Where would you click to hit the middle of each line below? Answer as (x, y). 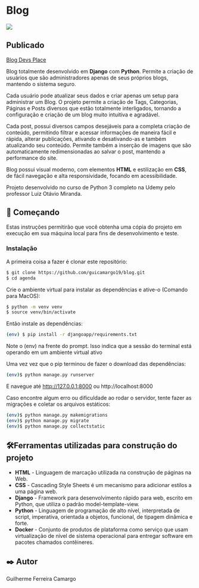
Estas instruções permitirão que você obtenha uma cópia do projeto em (94, 227)
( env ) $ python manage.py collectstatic (56, 426)
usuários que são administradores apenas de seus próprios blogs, (87, 78)
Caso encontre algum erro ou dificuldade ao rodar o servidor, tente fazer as (99, 398)
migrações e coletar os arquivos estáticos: (58, 404)
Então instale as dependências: (45, 324)
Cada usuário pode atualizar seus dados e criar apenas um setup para (92, 96)
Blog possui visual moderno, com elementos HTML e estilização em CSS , (96, 169)
